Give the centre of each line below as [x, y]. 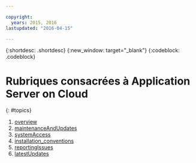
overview [25, 122]
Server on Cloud [47, 94]
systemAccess [32, 135]
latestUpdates [31, 154]
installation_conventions [44, 141]
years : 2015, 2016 [34, 22]
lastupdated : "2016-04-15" [39, 28]
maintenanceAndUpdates [46, 128]
